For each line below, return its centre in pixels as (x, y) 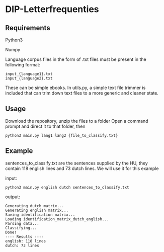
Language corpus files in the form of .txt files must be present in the (76, 59)
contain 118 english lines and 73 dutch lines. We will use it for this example (82, 168)
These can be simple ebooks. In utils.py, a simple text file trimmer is (75, 88)
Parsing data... (22, 223)
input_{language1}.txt (29, 74)
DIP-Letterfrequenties (52, 9)
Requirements (28, 28)
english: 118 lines (26, 241)
